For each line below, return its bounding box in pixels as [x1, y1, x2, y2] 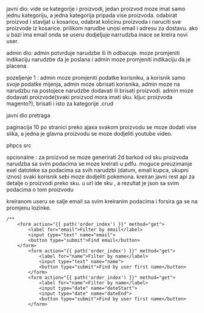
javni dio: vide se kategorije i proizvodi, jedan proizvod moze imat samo [6, 5, 186, 12]
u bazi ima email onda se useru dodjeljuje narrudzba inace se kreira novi [6, 31, 188, 38]
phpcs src [6, 142, 32, 149]
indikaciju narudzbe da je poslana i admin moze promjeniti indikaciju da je [6, 56, 191, 63]
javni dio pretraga [6, 112, 51, 119]
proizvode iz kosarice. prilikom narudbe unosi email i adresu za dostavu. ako [6, 24, 199, 32]
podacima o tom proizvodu [6, 186, 74, 193]
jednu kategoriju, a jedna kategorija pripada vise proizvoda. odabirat [6, 12, 178, 19]
